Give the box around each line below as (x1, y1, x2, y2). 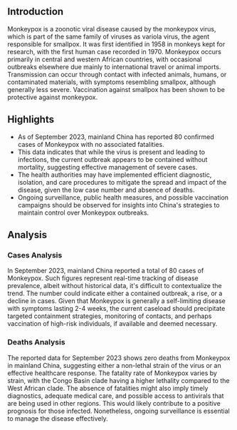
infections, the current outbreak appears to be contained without (17, 155, 208, 163)
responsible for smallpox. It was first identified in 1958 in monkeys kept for (7, 39, 226, 48)
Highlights (7, 113, 55, 126)
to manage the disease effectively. (7, 414, 108, 423)
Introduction (7, 6, 64, 18)
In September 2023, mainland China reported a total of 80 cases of (7, 267, 204, 275)
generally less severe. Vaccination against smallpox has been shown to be (7, 85, 226, 93)
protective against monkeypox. (7, 93, 98, 101)
